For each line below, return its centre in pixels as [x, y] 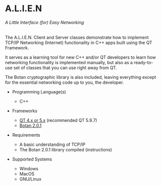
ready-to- [143, 63]
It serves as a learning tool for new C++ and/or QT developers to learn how [80, 57]
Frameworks [25, 111]
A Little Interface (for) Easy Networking [45, 22]
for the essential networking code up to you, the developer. [65, 82]
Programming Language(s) [39, 92]
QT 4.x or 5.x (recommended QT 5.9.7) [58, 120]
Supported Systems [32, 159]
